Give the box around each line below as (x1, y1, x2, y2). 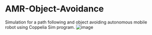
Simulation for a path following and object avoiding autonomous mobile (5, 19, 147, 25)
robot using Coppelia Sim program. (5, 24, 75, 30)
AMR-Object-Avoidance (5, 3, 104, 14)
